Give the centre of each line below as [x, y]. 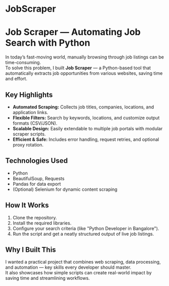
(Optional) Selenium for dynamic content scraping [65, 189]
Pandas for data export [37, 184]
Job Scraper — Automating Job [73, 32]
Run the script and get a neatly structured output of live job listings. [83, 234]
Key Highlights [29, 95]
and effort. [16, 79]
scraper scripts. [29, 134]
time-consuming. [23, 63]
